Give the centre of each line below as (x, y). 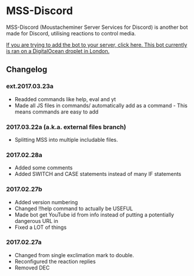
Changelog (27, 70)
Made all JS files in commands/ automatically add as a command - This (101, 105)
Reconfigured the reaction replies (55, 261)
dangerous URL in (36, 221)
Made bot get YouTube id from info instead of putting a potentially (94, 215)
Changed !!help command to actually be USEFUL (74, 208)
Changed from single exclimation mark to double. (74, 255)
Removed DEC (32, 267)
